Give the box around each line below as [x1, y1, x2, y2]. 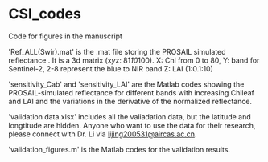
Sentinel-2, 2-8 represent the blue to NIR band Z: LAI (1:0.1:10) [8, 63, 213, 73]
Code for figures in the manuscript [8, 31, 123, 41]
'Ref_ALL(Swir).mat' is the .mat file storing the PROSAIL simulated [8, 47, 227, 56]
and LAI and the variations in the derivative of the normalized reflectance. [8, 96, 252, 106]
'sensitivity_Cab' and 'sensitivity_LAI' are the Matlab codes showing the [8, 79, 245, 89]
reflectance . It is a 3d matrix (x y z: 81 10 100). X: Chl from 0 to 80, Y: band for [8, 55, 260, 65]
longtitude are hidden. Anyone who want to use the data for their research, [8, 120, 256, 130]
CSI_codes [8, 5, 82, 23]
